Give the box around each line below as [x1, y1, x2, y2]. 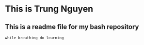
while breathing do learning [5, 35, 64, 40]
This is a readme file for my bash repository [5, 23, 139, 31]
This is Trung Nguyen [5, 3, 94, 15]
